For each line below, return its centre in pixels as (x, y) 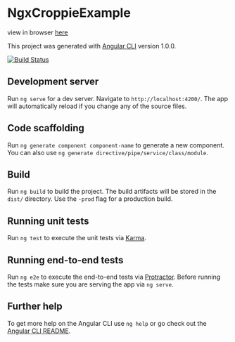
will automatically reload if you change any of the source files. (97, 106)
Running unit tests (48, 221)
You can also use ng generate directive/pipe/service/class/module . (108, 152)
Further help (35, 307)
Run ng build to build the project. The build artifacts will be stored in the (112, 192)
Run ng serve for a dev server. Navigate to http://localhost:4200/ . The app (118, 98)
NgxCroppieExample (69, 13)
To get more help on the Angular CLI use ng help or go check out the (107, 323)
